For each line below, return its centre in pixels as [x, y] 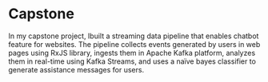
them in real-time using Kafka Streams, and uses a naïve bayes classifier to [132, 61]
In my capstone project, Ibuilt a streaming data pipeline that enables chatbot [134, 36]
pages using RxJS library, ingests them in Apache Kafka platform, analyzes [132, 53]
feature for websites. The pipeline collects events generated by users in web [134, 44]
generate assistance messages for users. [76, 69]
